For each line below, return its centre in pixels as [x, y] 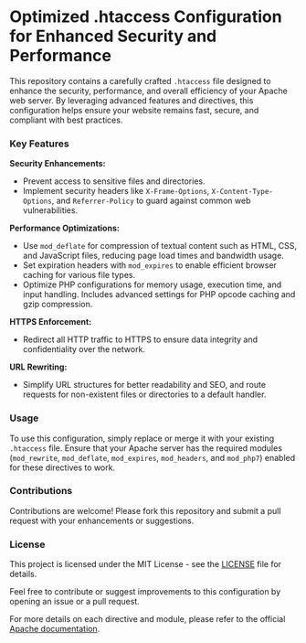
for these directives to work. [63, 467]
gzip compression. [58, 305]
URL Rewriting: [38, 367]
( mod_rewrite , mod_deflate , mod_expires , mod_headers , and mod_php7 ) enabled [153, 457]
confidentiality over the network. [84, 349]
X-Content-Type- [243, 192]
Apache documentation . [55, 629]
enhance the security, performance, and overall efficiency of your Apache [148, 91]
